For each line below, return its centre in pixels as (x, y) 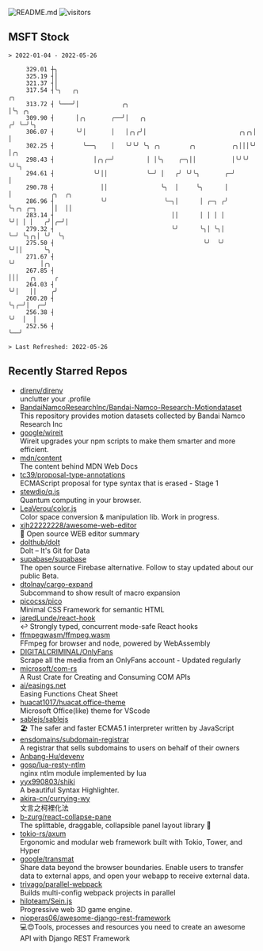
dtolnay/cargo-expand (56, 584)
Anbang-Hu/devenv (52, 756)
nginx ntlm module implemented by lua (83, 773)
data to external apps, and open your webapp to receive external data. (135, 876)
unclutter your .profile (55, 399)
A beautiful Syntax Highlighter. (69, 790)
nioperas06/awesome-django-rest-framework (95, 918)
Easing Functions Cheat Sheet (69, 693)
